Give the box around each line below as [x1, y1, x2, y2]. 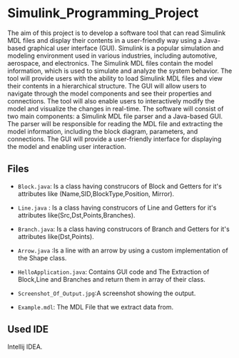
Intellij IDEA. [7, 342, 43, 351]
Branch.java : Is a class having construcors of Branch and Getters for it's [17, 225, 230, 233]
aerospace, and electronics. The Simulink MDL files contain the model [7, 58, 213, 67]
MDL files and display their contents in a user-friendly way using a [7, 36, 202, 44]
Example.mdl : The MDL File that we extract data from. [17, 302, 174, 311]
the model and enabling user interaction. [7, 142, 126, 150]
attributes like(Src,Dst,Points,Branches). [17, 210, 136, 219]
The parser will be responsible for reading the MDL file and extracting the [7, 119, 223, 128]
